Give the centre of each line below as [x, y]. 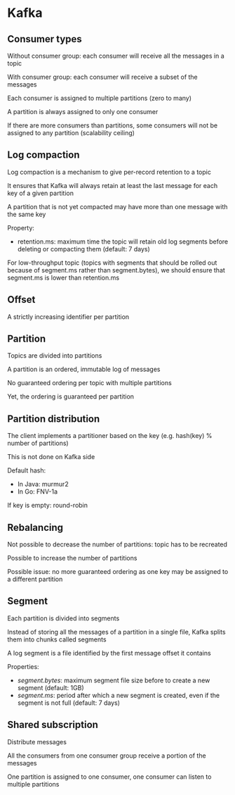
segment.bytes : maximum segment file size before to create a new [114, 680]
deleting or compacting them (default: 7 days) [84, 249]
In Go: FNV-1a [38, 492]
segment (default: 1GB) [51, 687]
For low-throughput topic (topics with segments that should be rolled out [112, 263]
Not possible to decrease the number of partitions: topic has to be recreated [117, 544]
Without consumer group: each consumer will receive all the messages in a [116, 56]
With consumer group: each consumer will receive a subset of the [102, 77]
